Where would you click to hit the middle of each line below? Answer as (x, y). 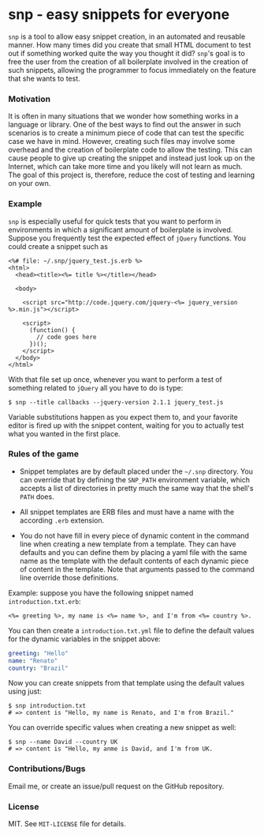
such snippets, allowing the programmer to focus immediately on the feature (132, 70)
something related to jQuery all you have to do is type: (96, 387)
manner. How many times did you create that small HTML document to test (130, 44)
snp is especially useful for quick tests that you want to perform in (115, 221)
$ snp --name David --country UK (63, 742)
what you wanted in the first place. (64, 433)
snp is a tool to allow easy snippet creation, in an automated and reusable (127, 36)
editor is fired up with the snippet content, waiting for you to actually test (126, 425)
